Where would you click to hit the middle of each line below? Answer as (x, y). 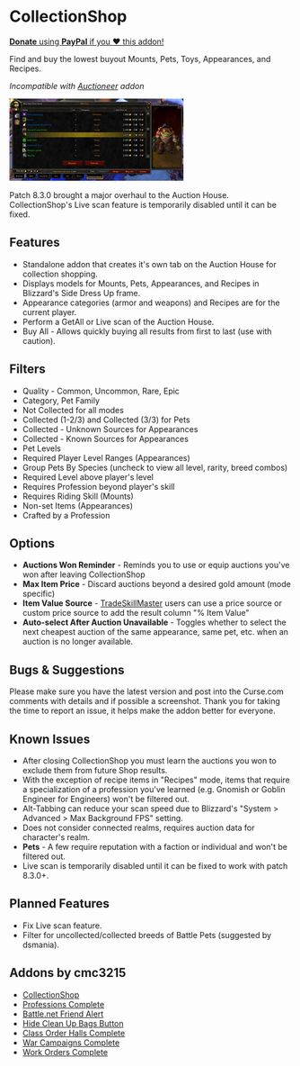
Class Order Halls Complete (74, 1033)
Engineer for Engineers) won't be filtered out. (106, 799)
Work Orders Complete (65, 1052)
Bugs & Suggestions (67, 669)
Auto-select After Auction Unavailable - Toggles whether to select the (154, 622)
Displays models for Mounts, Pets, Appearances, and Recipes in (141, 283)
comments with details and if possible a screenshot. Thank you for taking (145, 701)
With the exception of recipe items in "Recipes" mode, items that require (156, 780)
